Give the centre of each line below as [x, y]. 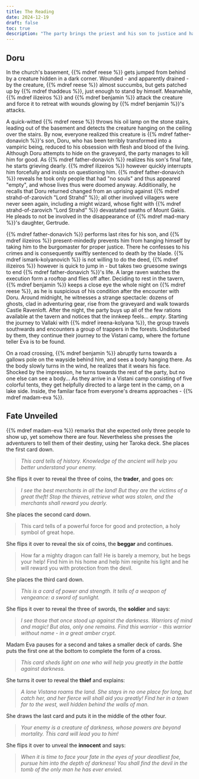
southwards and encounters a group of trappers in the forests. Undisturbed [98, 329]
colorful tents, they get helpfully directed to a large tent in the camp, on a [95, 385]
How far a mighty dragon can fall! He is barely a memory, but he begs [105, 555]
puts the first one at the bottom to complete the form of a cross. [84, 651]
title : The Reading [30, 12]
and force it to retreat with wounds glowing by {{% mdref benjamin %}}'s [95, 103]
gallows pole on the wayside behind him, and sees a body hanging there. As [99, 359]
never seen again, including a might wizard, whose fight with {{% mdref [94, 203]
